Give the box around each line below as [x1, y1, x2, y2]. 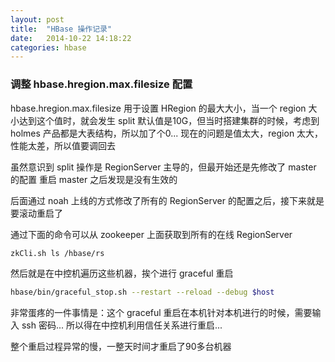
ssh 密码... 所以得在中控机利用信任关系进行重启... [21, 319, 223, 331]
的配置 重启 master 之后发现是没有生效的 [10, 173, 178, 185]
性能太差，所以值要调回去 [10, 139, 116, 151]
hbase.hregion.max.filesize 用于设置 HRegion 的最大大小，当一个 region [10, 102, 307, 114]
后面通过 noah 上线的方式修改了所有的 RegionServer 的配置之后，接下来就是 [10, 194, 325, 206]
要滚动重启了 [10, 207, 63, 219]
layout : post [10, 14, 65, 25]
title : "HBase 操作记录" [10, 24, 113, 34]
